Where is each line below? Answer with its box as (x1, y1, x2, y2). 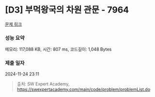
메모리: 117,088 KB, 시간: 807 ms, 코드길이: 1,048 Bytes (5, 46, 112, 52)
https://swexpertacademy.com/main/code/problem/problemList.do (16, 86, 151, 92)
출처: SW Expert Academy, (16, 81, 70, 87)
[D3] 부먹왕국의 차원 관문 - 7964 (5, 4, 129, 15)
